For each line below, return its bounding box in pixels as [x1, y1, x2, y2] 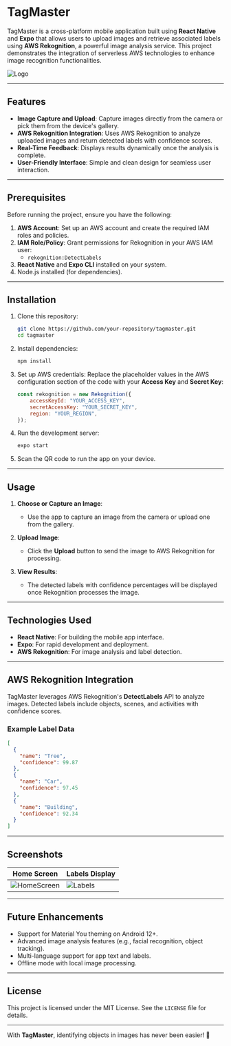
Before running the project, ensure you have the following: [7, 210, 172, 218]
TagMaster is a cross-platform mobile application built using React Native [7, 27, 217, 35]
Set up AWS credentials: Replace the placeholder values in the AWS [16, 370, 210, 378]
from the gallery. [27, 520, 74, 529]
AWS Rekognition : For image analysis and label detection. [16, 647, 182, 655]
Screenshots [7, 848, 63, 860]
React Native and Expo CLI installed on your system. [16, 260, 167, 269]
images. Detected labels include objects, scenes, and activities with [7, 699, 199, 708]
